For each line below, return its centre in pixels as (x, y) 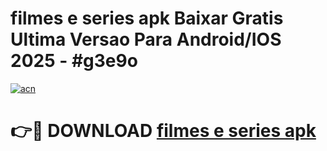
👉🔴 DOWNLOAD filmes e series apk (163, 131)
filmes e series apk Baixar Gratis (147, 18)
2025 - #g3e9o (74, 61)
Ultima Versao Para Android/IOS (146, 39)
